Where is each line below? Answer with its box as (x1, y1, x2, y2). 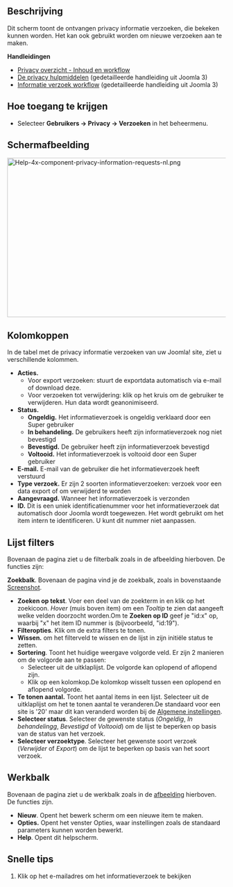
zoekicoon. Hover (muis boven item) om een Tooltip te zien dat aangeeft (17, 604, 224, 613)
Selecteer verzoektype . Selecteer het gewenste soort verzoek (17, 737, 198, 745)
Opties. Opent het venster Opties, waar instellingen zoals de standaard (17, 818, 221, 827)
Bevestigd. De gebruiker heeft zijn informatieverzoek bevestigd (27, 442, 210, 451)
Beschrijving (7, 6, 64, 17)
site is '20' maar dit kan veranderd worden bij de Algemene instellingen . (17, 708, 223, 716)
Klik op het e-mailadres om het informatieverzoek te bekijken (17, 872, 192, 880)
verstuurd (17, 472, 45, 481)
